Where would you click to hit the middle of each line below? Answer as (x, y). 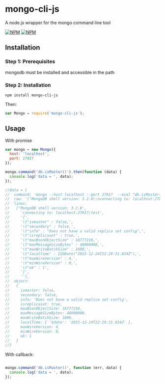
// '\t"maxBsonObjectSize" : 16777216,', (52, 240)
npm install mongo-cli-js (31, 95)
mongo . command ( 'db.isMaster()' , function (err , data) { (63, 368)
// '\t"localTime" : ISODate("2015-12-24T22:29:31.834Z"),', (73, 254)
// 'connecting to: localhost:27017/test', (55, 213)
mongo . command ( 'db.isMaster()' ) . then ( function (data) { (63, 172)
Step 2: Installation (28, 85)
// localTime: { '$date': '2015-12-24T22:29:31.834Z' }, (69, 323)
